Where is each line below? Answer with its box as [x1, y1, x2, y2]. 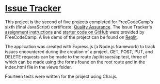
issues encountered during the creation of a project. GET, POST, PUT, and [5, 49, 153, 55]
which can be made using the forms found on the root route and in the [5, 59, 145, 65]
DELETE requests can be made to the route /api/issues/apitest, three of [5, 54, 147, 59]
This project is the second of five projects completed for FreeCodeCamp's [5, 19, 154, 25]
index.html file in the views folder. [5, 64, 72, 70]
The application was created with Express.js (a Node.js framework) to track [5, 43, 156, 49]
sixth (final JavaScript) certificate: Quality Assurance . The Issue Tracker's [5, 24, 153, 29]
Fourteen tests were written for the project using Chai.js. [5, 73, 118, 79]
